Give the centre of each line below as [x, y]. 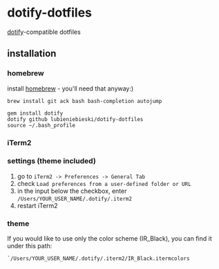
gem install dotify [35, 113]
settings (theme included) [52, 161]
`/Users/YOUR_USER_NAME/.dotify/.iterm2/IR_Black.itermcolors [98, 259]
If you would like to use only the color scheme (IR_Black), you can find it [109, 239]
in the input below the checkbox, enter [72, 191]
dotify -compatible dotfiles [44, 32]
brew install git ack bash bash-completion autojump [85, 101]
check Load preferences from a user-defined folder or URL [104, 183]
